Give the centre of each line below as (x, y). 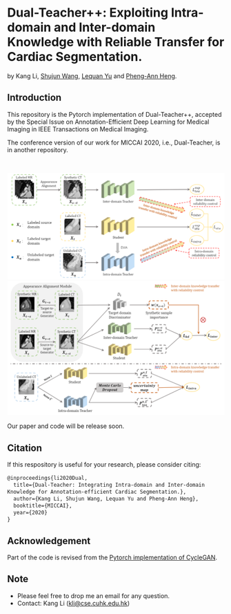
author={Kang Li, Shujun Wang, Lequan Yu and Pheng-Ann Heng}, (106, 499)
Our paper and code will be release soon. (66, 426)
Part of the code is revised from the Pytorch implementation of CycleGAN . (112, 557)
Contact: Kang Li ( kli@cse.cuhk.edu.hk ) (73, 603)
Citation (25, 448)
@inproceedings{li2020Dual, (48, 478)
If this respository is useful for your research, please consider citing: (104, 465)
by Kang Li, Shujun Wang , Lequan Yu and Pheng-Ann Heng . (92, 76)
